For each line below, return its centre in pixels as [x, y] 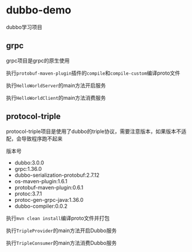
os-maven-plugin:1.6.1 [41, 181]
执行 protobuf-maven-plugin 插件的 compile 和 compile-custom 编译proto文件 [93, 73]
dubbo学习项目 [24, 27]
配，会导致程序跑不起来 [34, 138]
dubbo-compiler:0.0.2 [41, 206]
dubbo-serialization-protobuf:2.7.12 [57, 175]
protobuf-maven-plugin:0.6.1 [49, 187]
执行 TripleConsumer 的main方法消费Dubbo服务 [61, 243]
